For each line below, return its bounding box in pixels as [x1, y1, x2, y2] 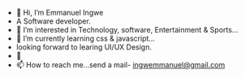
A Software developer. [15, 16, 91, 26]
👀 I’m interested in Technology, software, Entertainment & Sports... [15, 25, 239, 34]
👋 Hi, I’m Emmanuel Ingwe [15, 8, 104, 17]
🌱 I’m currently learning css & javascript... [15, 33, 156, 43]
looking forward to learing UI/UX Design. [15, 42, 153, 52]
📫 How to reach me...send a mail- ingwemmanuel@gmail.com [15, 60, 226, 69]
